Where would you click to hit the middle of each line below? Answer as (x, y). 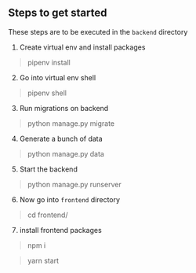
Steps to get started (58, 13)
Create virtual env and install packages (82, 47)
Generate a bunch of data (61, 138)
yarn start (43, 260)
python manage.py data (65, 153)
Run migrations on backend (64, 108)
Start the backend (49, 169)
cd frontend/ (47, 215)
